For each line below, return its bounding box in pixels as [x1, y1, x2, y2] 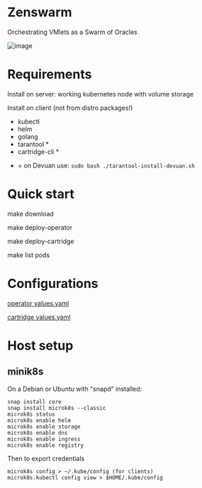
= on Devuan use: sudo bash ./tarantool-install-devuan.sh [17, 161, 195, 170]
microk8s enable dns [7, 429, 69, 436]
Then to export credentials [7, 454, 85, 462]
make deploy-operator [7, 223, 73, 231]
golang [17, 132, 38, 140]
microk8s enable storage [7, 423, 81, 430]
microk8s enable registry [7, 441, 84, 449]
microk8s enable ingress [7, 436, 81, 443]
